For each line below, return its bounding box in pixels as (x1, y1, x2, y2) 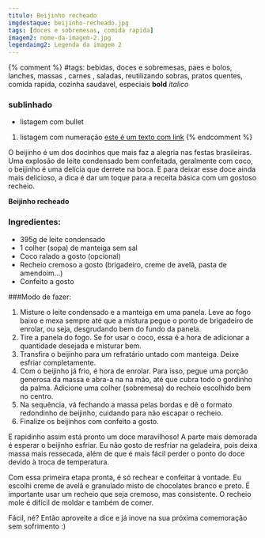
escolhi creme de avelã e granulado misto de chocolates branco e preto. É (8, 480, 251, 491)
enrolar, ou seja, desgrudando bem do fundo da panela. (19, 324, 202, 333)
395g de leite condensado (19, 234, 106, 244)
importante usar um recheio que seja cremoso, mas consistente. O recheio (8, 489, 252, 498)
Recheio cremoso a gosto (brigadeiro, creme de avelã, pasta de (19, 260, 227, 269)
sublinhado (8, 100, 53, 111)
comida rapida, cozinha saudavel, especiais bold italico (8, 80, 189, 89)
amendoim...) (19, 268, 63, 278)
